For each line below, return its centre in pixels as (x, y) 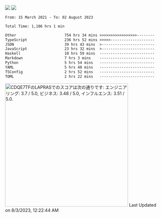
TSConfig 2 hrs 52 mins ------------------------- (80, 72)
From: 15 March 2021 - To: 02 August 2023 (49, 17)
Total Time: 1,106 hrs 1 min (35, 26)
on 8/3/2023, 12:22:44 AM (32, 210)
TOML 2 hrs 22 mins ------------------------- (80, 76)
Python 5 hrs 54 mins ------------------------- (80, 63)
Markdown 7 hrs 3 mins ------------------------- (80, 58)
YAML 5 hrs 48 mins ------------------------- (80, 67)
